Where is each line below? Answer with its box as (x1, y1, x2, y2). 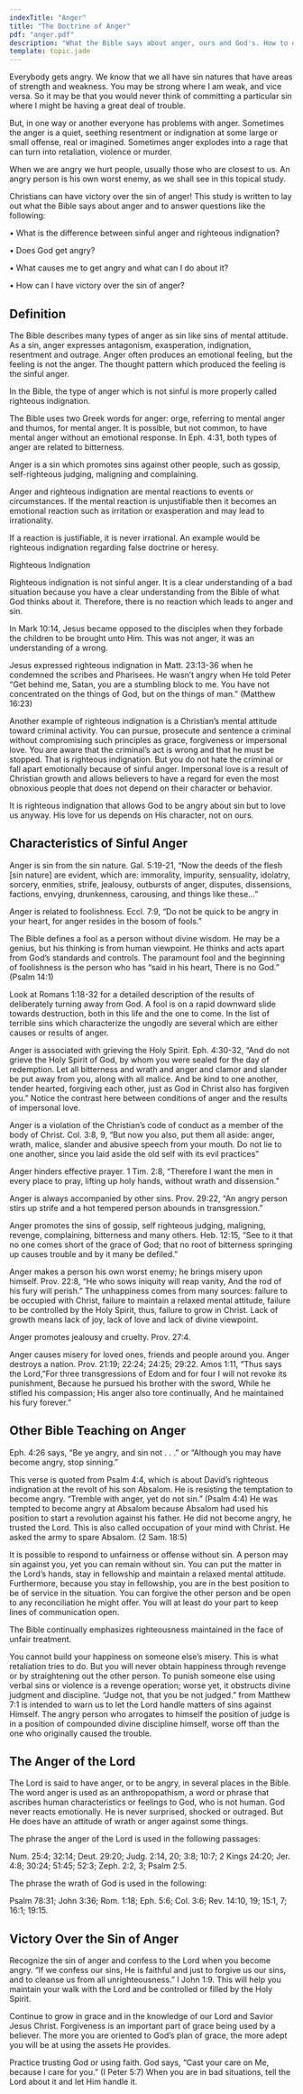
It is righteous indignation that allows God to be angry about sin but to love (9, 800, 287, 811)
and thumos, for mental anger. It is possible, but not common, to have (9, 422, 268, 433)
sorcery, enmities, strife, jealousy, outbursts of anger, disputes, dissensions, (9, 878, 292, 889)
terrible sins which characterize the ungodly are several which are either (9, 1017, 278, 1028)
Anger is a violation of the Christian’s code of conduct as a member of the (9, 1119, 284, 1130)
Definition (9, 306, 66, 321)
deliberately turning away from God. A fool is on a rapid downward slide (9, 998, 277, 1009)
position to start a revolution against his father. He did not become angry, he (9, 1512, 292, 1523)
